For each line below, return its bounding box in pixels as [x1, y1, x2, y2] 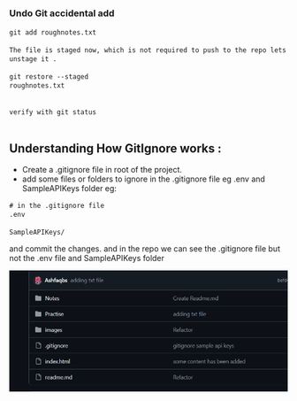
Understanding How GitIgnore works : [9, 141, 222, 156]
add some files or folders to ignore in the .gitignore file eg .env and [21, 174, 265, 184]
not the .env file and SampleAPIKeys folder [9, 253, 165, 264]
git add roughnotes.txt [9, 28, 97, 37]
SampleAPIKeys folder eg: [21, 183, 118, 194]
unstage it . [9, 55, 57, 64]
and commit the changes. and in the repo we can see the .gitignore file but [9, 243, 281, 254]
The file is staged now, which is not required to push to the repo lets [9, 46, 287, 55]
